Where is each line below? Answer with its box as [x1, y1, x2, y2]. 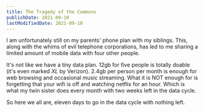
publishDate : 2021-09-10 [6, 15, 69, 21]
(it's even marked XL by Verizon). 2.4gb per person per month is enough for [6, 68, 197, 75]
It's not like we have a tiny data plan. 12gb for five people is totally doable [6, 61, 190, 68]
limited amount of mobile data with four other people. [6, 50, 140, 57]
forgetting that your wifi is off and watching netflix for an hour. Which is [6, 81, 185, 88]
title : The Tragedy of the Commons [6, 8, 97, 15]
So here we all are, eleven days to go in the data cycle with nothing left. [6, 99, 185, 106]
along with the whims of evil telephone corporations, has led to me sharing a [6, 43, 199, 50]
